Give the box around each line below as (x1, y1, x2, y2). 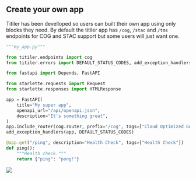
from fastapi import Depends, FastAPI (6, 70, 100, 76)
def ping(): (6, 145, 35, 151)
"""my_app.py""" (6, 44, 45, 50)
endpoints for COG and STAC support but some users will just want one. (6, 32, 180, 40)
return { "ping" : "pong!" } (16, 156, 80, 162)
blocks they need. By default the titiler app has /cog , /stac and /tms (6, 26, 168, 33)
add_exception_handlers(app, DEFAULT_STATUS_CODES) (6, 129, 134, 135)
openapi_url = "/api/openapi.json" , (16, 107, 100, 113)
